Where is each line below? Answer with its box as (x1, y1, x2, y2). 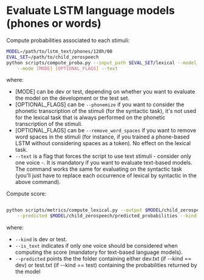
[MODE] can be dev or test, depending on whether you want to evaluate (15, 88, 195, 95)
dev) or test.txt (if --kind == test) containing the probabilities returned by (15, 262, 197, 269)
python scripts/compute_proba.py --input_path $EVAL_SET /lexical (6, 60, 175, 66)
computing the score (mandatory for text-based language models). (15, 248, 183, 256)
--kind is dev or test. (15, 236, 67, 243)
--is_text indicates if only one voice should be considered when (15, 242, 178, 250)
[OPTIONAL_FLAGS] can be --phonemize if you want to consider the (15, 101, 185, 108)
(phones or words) (6, 16, 102, 30)
